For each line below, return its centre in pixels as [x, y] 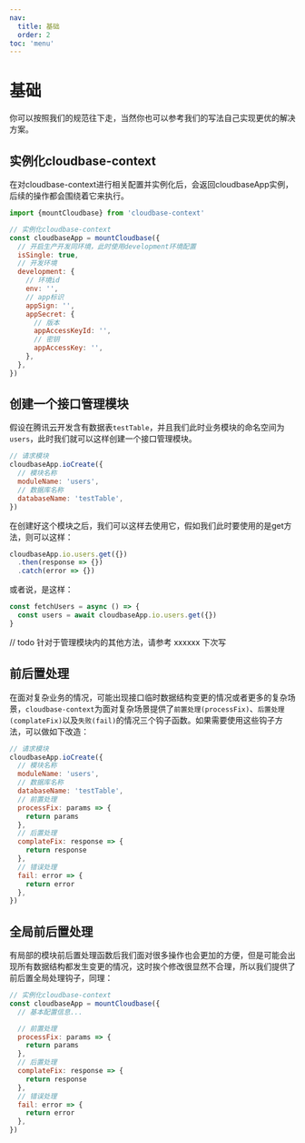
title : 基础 [39, 26]
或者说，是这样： [41, 590]
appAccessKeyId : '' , [72, 331]
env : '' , [42, 288]
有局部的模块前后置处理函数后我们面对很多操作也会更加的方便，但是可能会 [148, 956]
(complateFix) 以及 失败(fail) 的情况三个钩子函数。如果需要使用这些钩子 [142, 720]
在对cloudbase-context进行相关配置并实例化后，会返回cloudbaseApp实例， [151, 184]
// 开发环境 [37, 263]
